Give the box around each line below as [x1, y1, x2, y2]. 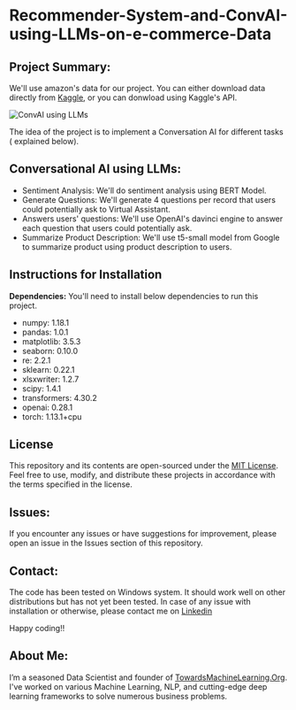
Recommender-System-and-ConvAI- [9, 5, 288, 26]
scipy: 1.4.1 [21, 382, 62, 394]
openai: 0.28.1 [21, 402, 73, 413]
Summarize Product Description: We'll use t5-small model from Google [21, 232, 280, 243]
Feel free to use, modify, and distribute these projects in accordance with [9, 470, 276, 481]
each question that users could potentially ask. [21, 222, 193, 233]
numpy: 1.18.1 [21, 317, 69, 328]
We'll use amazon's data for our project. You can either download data [9, 83, 266, 93]
